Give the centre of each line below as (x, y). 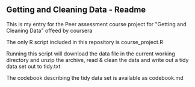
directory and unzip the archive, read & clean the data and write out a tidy (97, 60)
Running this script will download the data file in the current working (91, 54)
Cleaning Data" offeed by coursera (49, 30)
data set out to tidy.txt (33, 66)
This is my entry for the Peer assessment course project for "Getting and (96, 24)
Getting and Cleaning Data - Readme (76, 10)
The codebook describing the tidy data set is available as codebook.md (95, 77)
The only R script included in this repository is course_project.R (85, 42)
